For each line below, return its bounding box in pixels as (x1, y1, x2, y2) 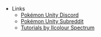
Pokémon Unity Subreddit (20, 18, 84, 24)
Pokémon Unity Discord (20, 11, 79, 18)
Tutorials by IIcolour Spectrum (20, 24, 95, 31)
